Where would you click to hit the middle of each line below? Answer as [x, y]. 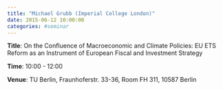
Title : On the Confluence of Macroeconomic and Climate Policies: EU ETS [112, 46]
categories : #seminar [38, 26]
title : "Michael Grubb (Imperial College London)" [81, 13]
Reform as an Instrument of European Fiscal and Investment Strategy [105, 53]
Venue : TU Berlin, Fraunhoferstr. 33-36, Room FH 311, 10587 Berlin [102, 80]
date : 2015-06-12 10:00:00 [46, 20]
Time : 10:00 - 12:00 [35, 67]
